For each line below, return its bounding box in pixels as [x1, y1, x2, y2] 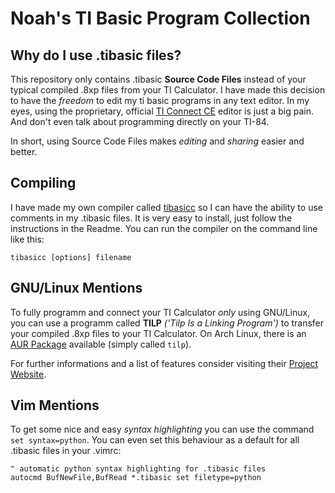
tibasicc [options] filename [10, 252, 132, 262]
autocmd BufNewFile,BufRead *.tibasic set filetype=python [10, 473, 262, 483]
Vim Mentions [10, 397, 100, 414]
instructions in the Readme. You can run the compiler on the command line [10, 222, 318, 234]
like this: [10, 233, 45, 245]
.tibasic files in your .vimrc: [10, 445, 122, 457]
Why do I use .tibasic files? [10, 47, 182, 64]
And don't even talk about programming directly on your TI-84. [10, 116, 270, 127]
